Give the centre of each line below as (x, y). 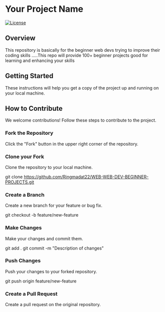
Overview (20, 38)
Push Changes (23, 261)
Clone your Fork (25, 156)
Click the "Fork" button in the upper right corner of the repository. (72, 144)
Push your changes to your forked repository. (51, 271)
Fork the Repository (29, 133)
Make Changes (23, 228)
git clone (14, 177)
